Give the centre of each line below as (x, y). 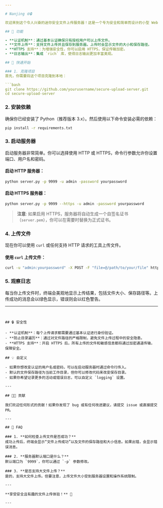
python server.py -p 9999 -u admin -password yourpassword (66, 181)
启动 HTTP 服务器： (25, 171)
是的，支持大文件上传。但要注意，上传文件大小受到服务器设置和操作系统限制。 (72, 476)
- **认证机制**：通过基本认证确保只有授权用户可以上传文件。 (59, 40)
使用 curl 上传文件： (25, 257)
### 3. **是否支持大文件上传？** (35, 471)
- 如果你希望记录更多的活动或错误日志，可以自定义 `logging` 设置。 (66, 377)
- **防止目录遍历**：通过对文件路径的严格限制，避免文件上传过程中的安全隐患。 (75, 338)
